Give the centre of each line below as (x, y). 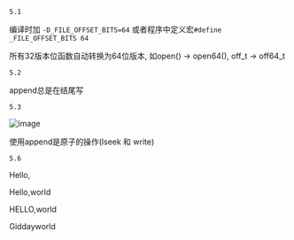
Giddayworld (32, 226)
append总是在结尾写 (46, 90)
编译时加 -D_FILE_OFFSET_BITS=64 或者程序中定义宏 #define (116, 29)
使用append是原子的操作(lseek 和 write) (82, 142)
